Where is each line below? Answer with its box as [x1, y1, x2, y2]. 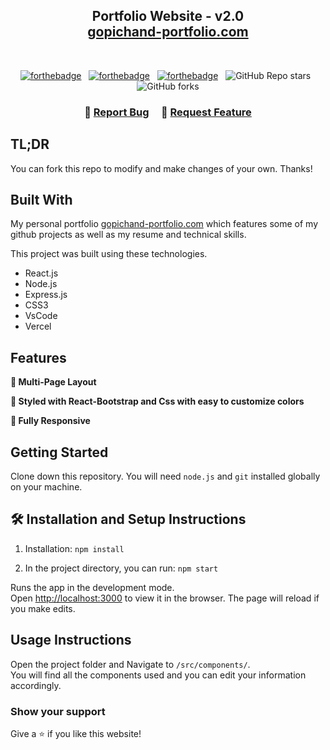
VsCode [24, 310, 58, 322]
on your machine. [10, 480, 83, 493]
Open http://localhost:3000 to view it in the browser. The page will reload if [10, 592, 320, 604]
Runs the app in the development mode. [10, 581, 175, 593]
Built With [10, 191, 73, 208]
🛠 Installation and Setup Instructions [10, 511, 247, 528]
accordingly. [10, 679, 62, 691]
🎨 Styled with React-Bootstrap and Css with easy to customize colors [10, 395, 305, 408]
